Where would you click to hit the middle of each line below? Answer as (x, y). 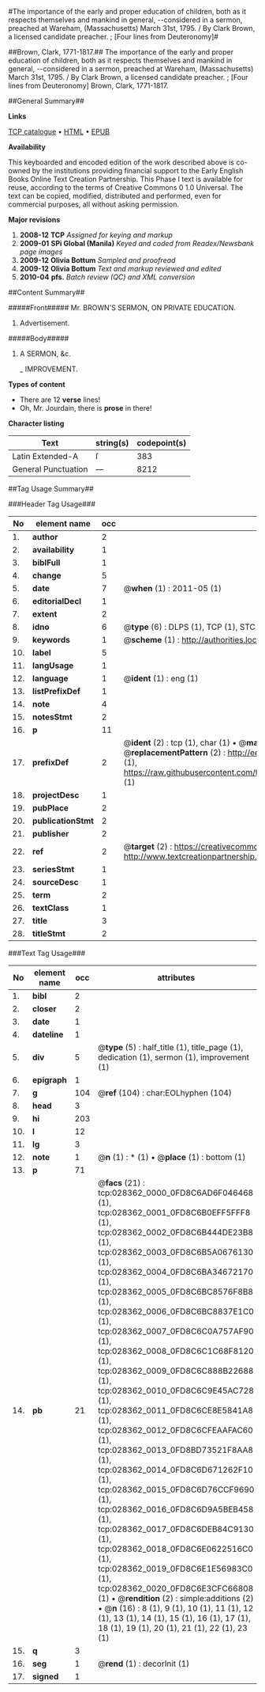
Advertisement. (45, 323)
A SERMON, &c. (45, 354)
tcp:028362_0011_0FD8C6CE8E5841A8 (175, 1410)
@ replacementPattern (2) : (175, 753)
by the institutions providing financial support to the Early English (138, 171)
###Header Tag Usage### (52, 504)
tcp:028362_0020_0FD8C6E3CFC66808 (175, 1588)
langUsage (53, 666)
